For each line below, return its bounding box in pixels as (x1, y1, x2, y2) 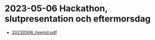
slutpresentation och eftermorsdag (4, 13, 151, 24)
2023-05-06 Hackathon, (4, 3, 108, 14)
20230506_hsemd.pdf (11, 29, 57, 35)
